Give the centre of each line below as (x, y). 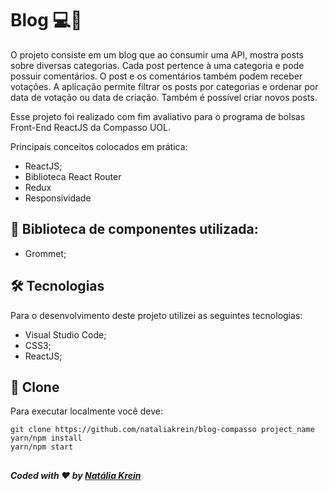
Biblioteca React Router (73, 176)
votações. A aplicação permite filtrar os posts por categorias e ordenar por (164, 86)
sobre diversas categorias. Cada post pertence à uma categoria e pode (157, 65)
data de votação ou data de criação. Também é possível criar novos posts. (164, 97)
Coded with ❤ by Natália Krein (76, 475)
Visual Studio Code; (65, 334)
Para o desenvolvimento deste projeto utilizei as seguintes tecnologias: (156, 315)
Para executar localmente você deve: (86, 411)
